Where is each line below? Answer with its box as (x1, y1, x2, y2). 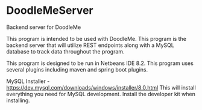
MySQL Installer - (6, 78, 50, 85)
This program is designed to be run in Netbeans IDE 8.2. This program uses (6, 60, 194, 67)
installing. (6, 97, 30, 104)
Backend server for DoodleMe (6, 23, 81, 31)
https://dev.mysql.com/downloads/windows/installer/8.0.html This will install (6, 84, 196, 91)
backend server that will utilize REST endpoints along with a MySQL (6, 41, 175, 49)
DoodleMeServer (6, 4, 93, 17)
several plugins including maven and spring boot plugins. (6, 66, 148, 73)
